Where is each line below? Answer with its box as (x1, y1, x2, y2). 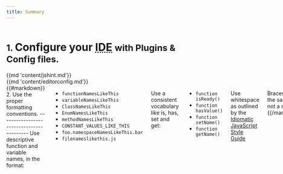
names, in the (6, 155, 41, 162)
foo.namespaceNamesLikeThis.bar (61, 129, 143, 135)
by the (230, 109, 247, 116)
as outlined (230, 102, 258, 110)
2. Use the (6, 90, 32, 98)
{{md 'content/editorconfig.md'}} (6, 78, 89, 85)
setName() (195, 119, 221, 125)
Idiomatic (230, 115, 254, 122)
